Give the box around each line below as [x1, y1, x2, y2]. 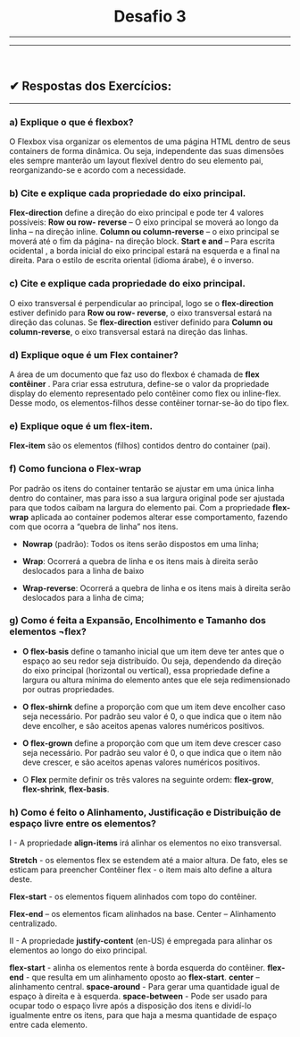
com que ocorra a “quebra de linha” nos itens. [9, 521, 179, 532]
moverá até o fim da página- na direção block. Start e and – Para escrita [9, 236, 275, 247]
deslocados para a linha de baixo [21, 565, 145, 576]
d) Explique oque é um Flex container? [9, 348, 179, 361]
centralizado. [9, 918, 58, 929]
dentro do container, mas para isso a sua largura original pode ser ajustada [9, 493, 286, 503]
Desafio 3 [113, 6, 187, 27]
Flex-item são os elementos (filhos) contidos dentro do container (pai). [9, 441, 271, 451]
